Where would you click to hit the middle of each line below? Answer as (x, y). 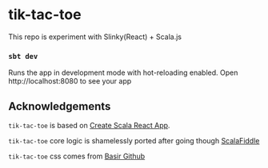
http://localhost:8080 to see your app (70, 81)
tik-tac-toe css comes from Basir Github (77, 156)
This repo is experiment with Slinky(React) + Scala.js (95, 37)
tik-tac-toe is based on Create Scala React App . (89, 126)
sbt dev (23, 56)
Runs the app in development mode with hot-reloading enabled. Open (123, 72)
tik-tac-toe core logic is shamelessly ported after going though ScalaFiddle (134, 141)
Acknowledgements (60, 106)
